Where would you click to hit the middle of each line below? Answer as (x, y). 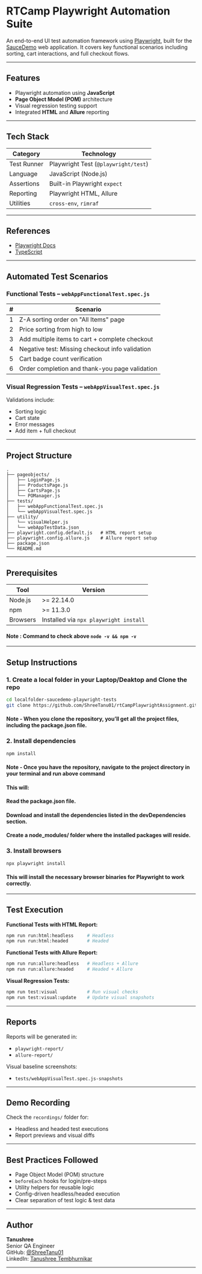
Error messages (35, 425)
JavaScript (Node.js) (78, 173)
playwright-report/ (39, 1049)
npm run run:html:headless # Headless (60, 935)
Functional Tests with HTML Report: (52, 924)
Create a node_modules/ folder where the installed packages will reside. (99, 835)
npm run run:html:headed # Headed (58, 941)
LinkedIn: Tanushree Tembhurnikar (49, 1259)
